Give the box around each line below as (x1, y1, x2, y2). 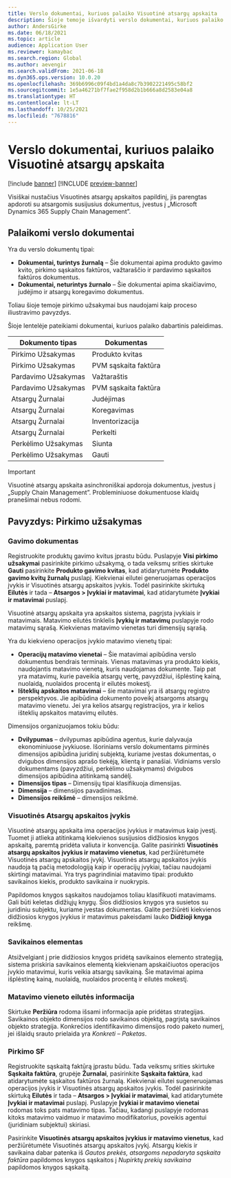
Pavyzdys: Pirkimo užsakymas (8, 515, 143, 527)
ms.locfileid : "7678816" (8, 112, 79, 119)
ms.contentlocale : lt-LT (8, 100, 79, 107)
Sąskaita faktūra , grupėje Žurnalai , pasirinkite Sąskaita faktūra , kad (8, 1069, 203, 1078)
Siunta (91, 439, 113, 449)
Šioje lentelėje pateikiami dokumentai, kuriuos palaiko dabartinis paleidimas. (8, 322, 223, 330)
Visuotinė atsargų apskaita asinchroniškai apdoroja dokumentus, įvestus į (8, 481, 216, 489)
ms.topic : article (8, 36, 60, 43)
